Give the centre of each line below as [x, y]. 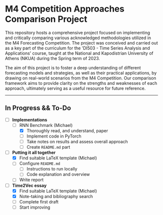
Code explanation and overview [58, 174]
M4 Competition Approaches [65, 9]
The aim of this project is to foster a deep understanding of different [73, 68]
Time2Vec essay [29, 185]
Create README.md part [48, 147]
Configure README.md [40, 164]
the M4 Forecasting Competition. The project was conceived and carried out [81, 43]
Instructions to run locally [52, 169]
